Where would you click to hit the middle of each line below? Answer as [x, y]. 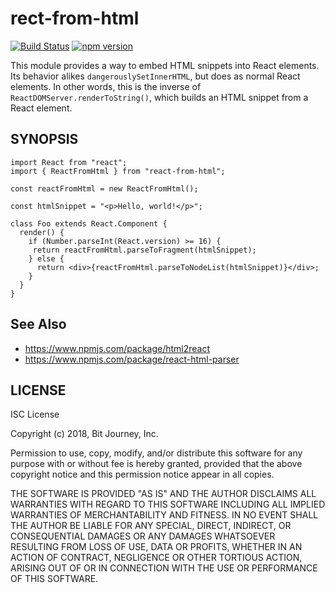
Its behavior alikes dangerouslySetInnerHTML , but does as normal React [155, 76]
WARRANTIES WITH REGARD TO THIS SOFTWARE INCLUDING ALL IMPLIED [168, 504]
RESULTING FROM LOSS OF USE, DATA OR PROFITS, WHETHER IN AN [156, 547]
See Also [38, 324]
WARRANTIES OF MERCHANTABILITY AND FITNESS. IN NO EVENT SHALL [164, 515]
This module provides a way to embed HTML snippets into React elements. [165, 65]
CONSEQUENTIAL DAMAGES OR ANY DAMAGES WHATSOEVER [143, 536]
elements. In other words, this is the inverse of [106, 86]
